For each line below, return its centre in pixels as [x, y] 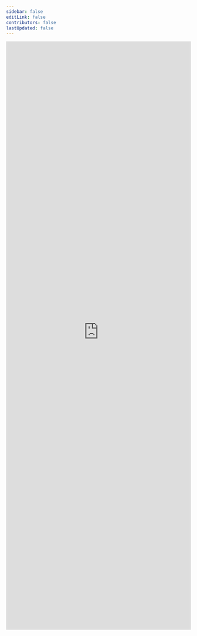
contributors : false [31, 22]
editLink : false [26, 17]
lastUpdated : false [30, 28]
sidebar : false [25, 11]
